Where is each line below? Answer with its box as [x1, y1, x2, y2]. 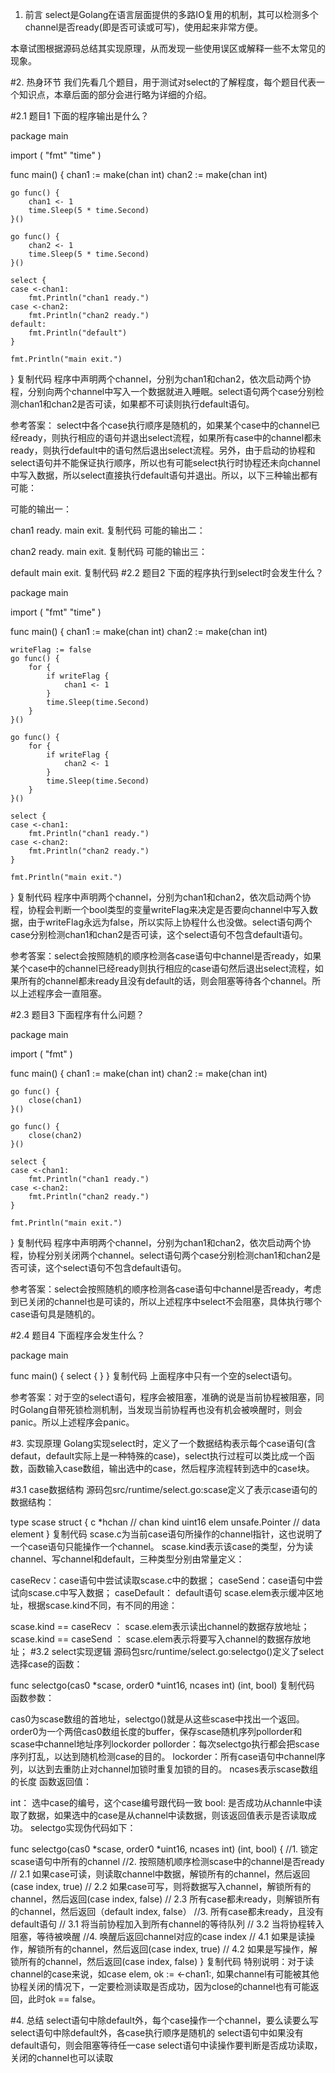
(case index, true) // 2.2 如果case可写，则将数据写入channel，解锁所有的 [10, 1881, 312, 1892]
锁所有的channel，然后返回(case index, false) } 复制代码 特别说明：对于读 [10, 1956, 315, 1967]
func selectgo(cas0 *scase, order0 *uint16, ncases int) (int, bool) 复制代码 [10, 1679, 315, 1691]
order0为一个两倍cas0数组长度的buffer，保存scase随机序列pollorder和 [10, 1726, 303, 1737]
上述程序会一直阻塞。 [18, 988, 107, 999]
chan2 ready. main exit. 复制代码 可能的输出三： [10, 546, 208, 557]
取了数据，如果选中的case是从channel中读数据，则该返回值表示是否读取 [10, 1809, 308, 1821]
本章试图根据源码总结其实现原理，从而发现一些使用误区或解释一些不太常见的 [10, 43, 326, 54]
